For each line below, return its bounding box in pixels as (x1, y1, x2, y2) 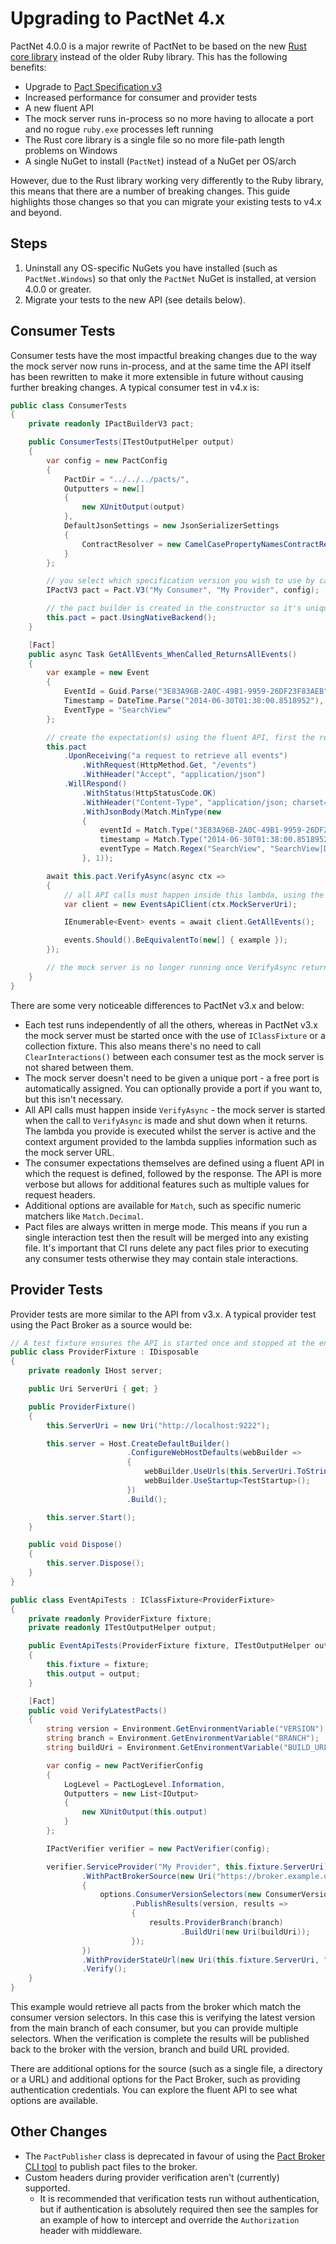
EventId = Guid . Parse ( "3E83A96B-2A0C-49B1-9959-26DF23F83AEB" (63, 687, 329, 697)
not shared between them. (24, 1061, 134, 1073)
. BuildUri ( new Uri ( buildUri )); (180, 1927, 311, 1937)
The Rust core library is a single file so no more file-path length (24, 133, 285, 146)
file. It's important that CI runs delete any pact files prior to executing (24, 1242, 309, 1254)
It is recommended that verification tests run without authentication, (39, 2192, 320, 2204)
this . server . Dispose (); (46, 1558, 145, 1569)
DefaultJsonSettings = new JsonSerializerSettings (63, 521, 280, 531)
